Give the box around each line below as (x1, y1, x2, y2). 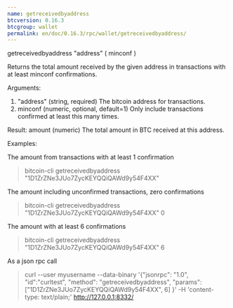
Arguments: (7, 83, 41, 92)
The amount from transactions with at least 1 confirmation (7, 153, 174, 161)
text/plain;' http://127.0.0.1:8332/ (41, 293, 134, 302)
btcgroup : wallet (7, 23, 58, 30)
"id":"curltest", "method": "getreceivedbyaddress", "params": (24, 278, 202, 286)
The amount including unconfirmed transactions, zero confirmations (7, 187, 205, 196)
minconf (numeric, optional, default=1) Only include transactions (17, 105, 204, 113)
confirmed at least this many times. (17, 112, 119, 121)
